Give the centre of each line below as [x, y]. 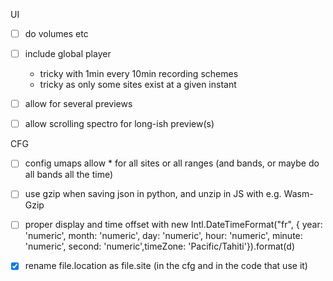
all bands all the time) [69, 175]
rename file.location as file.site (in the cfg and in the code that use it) [166, 266]
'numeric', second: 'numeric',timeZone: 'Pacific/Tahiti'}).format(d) [159, 246]
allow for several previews [78, 104]
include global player [68, 54]
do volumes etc [56, 33]
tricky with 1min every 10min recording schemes [139, 74]
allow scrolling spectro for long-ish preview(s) [119, 124]
